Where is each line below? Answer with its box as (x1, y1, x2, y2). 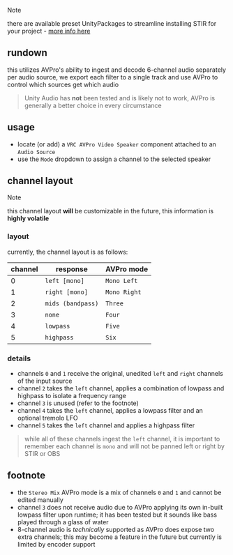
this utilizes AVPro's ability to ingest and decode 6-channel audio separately (7, 66, 227, 74)
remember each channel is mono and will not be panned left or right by (24, 442, 225, 450)
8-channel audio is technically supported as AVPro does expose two (17, 525, 215, 533)
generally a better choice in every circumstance (24, 101, 162, 109)
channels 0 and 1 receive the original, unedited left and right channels (17, 370, 223, 378)
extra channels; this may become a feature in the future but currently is (17, 533, 222, 541)
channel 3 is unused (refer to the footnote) (17, 399, 140, 407)
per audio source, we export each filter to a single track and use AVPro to (7, 73, 218, 81)
